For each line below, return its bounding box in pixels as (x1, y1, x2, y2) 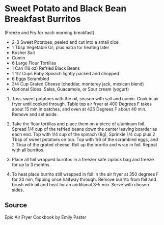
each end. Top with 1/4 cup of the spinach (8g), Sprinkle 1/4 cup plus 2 (11, 131, 156, 137)
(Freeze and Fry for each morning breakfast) (4, 29, 95, 35)
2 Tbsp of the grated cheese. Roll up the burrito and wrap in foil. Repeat (11, 141, 158, 147)
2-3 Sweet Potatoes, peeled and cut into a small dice (11, 39, 119, 45)
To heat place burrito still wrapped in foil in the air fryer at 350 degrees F (11, 171, 159, 177)
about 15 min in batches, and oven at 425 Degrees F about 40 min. (11, 106, 147, 112)
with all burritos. (11, 147, 45, 153)
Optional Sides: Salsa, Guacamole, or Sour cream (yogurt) (11, 86, 129, 92)
